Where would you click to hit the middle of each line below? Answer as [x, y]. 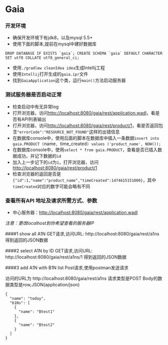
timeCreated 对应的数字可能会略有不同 [51, 186]
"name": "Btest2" [37, 325]
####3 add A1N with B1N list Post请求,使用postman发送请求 [67, 268]
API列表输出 [34, 119]
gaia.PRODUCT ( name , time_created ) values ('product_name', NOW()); [87, 144]
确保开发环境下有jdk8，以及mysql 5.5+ [52, 38]
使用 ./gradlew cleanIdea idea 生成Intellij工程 [59, 68]
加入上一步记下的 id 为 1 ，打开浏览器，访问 [55, 162]
